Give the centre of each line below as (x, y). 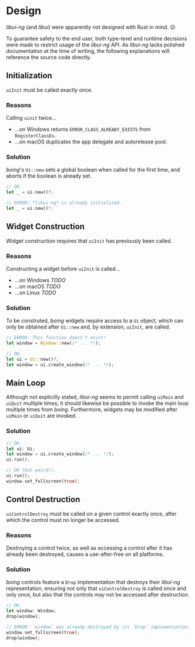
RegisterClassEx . (35, 136)
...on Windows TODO (40, 280)
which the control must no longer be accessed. (63, 520)
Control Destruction (43, 500)
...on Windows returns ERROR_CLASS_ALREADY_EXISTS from (83, 129)
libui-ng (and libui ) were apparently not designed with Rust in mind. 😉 (91, 27)
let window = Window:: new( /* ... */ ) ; (53, 343)
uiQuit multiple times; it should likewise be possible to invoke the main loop (97, 403)
